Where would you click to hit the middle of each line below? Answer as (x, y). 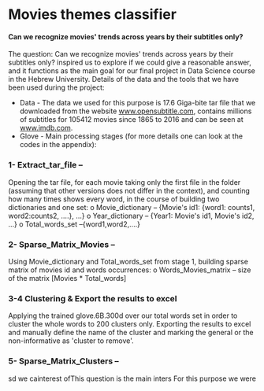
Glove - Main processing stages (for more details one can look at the (131, 136)
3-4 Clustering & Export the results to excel (93, 298)
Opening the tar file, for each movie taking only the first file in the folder (125, 182)
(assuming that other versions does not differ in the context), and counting (129, 190)
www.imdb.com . (46, 128)
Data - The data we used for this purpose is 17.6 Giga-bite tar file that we (138, 103)
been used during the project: (56, 87)
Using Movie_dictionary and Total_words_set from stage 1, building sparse (128, 261)
